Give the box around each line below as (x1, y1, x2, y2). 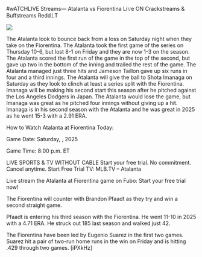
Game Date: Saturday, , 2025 (6, 136, 78, 142)
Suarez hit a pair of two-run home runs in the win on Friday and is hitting (6, 238, 186, 245)
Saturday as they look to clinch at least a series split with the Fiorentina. (6, 80, 185, 87)
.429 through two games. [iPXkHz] (6, 244, 93, 251)
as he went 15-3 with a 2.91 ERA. (6, 112, 87, 119)
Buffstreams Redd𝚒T (6, 12, 58, 19)
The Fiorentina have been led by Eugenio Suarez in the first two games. (6, 232, 184, 238)
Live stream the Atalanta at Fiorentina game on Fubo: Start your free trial (6, 177, 186, 184)
